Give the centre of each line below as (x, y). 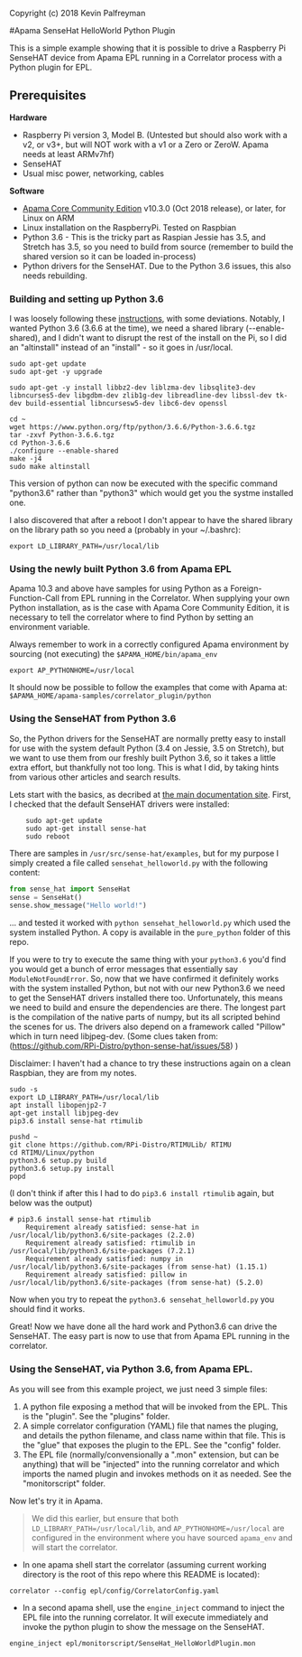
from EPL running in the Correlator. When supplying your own (176, 598)
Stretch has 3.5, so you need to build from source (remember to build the (158, 247)
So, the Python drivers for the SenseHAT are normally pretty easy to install (148, 738)
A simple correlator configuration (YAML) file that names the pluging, (150, 1426)
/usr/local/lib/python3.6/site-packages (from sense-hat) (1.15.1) (139, 1267)
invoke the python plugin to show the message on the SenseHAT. (143, 1626)
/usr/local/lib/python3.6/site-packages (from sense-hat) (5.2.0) (137, 1283)
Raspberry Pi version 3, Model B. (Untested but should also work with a (155, 135)
